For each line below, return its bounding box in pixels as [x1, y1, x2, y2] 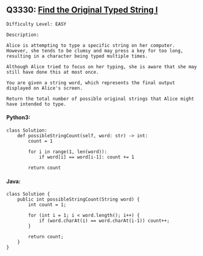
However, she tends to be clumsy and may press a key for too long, [6, 48, 184, 54]
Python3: [6, 114, 30, 121]
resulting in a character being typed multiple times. [6, 53, 148, 59]
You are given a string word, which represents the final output [6, 79, 175, 86]
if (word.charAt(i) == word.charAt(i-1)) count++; [38, 218, 170, 224]
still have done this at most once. [6, 69, 99, 75]
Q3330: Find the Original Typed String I [6, 5, 158, 15]
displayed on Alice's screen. [6, 85, 83, 91]
